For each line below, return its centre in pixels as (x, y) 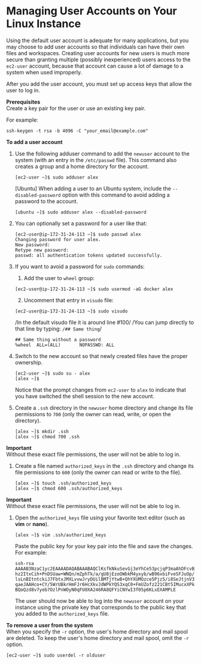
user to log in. (23, 90)
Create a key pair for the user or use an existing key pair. (76, 108)
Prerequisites (23, 102)
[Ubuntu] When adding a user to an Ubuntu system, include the (93, 188)
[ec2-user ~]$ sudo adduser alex (57, 177)
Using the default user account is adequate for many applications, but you (98, 40)
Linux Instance (44, 24)
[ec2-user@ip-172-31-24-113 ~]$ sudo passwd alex (78, 234)
